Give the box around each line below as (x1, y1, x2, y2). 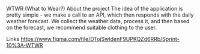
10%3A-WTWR (6, 42, 43, 49)
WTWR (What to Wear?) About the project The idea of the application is (6, 5, 183, 12)
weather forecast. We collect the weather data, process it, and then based (6, 18, 190, 24)
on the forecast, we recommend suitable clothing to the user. (6, 24, 157, 31)
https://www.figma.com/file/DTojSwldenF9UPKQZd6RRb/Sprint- (20, 36, 180, 42)
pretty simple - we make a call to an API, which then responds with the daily (6, 11, 194, 18)
